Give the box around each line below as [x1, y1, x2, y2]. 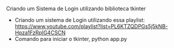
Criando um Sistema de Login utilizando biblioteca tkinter [6, 5, 146, 12]
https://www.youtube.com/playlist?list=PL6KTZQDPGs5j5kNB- [14, 23, 168, 30]
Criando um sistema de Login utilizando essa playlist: [14, 17, 145, 23]
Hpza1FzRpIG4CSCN [14, 29, 66, 36]
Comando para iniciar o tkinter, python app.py [14, 36, 128, 42]
